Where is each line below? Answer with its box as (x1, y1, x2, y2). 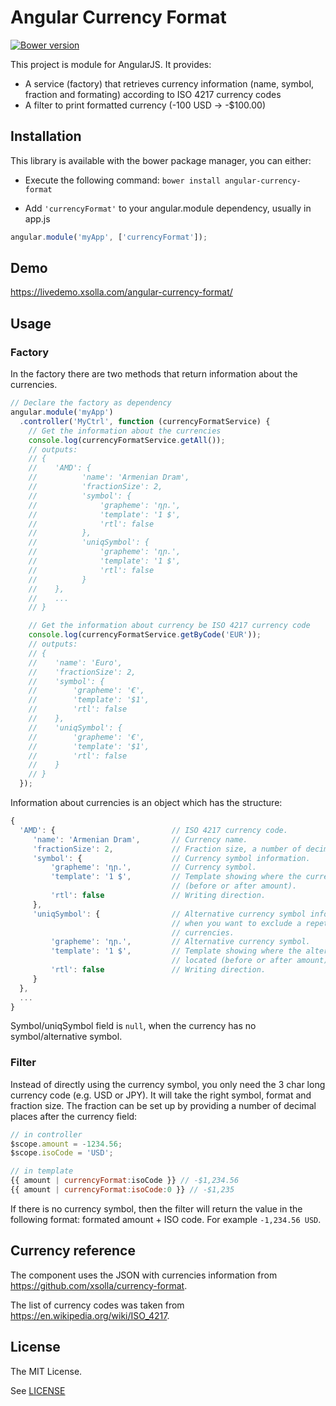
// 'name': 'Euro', (28, 657, 123, 668)
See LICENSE (10, 1384, 66, 1396)
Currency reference (10, 1242, 136, 1260)
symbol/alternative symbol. (10, 1031, 123, 1043)
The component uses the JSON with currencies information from (10, 1269, 278, 1281)
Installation (10, 128, 82, 145)
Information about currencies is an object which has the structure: (10, 797, 283, 808)
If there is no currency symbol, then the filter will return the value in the (10, 1202, 303, 1215)
